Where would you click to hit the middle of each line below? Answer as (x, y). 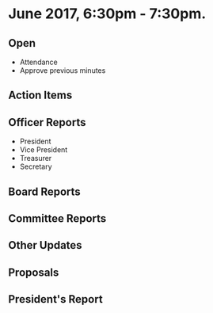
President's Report (55, 299)
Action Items (40, 95)
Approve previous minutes (63, 71)
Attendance (38, 62)
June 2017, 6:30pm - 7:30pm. (107, 14)
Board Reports (44, 191)
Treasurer (36, 158)
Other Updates (45, 245)
